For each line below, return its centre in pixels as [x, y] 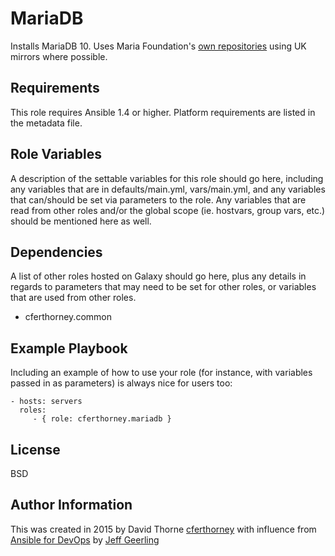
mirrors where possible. [59, 56]
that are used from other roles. [73, 298]
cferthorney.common [68, 317]
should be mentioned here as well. [81, 221]
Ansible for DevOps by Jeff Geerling [85, 539]
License [35, 449]
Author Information [71, 505]
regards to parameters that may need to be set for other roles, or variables [163, 287]
